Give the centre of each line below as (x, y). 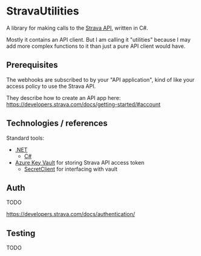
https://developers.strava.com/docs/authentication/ (71, 214)
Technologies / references (57, 123)
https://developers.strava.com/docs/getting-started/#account (84, 104)
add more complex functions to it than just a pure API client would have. (96, 46)
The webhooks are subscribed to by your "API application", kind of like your (100, 79)
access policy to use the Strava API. (51, 86)
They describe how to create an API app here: (64, 97)
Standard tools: (25, 138)
